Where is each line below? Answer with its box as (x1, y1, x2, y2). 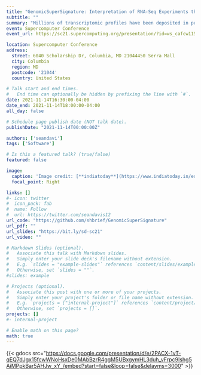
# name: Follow (6, 207, 47, 213)
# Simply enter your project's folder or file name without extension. (6, 294, 194, 300)
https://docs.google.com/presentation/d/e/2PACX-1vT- (45, 349, 181, 356)
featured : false (6, 157, 47, 163)
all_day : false (6, 108, 44, 114)
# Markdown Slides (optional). (6, 245, 84, 251)
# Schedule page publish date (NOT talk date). (6, 119, 127, 125)
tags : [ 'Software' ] (6, 141, 55, 147)
